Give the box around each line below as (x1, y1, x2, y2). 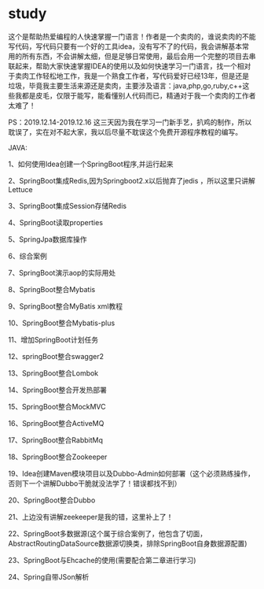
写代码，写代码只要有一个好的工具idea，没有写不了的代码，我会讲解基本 (8, 41, 243, 51)
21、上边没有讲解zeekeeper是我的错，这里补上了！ (8, 512, 174, 521)
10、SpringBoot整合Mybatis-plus (8, 318, 115, 328)
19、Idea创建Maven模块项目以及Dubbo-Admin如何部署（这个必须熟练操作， (8, 469, 255, 478)
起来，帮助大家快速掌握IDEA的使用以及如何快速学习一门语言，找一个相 (14, 61, 244, 71)
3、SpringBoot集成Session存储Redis (8, 201, 127, 210)
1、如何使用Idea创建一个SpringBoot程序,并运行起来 (8, 159, 174, 169)
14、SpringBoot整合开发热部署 (8, 385, 108, 395)
